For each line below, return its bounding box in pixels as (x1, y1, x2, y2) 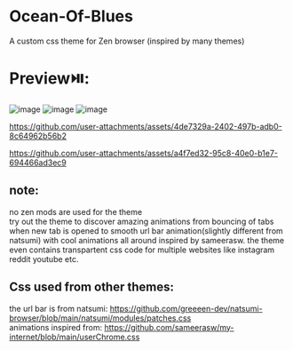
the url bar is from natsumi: (9, 303, 108, 314)
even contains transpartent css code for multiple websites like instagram (9, 244, 275, 255)
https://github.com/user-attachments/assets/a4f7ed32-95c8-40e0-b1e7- (9, 147, 278, 158)
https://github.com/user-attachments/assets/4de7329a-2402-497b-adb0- (9, 121, 282, 131)
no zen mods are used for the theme (9, 206, 143, 217)
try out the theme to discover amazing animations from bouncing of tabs (9, 216, 274, 227)
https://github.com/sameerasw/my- (104, 322, 234, 332)
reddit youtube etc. (9, 253, 79, 264)
